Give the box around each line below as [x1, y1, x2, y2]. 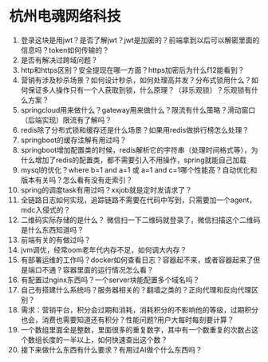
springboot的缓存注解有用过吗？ [20, 135, 127, 145]
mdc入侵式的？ [20, 205, 71, 214]
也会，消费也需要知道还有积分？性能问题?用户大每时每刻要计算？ [20, 315, 235, 324]
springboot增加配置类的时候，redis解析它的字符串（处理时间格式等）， [20, 145, 251, 154]
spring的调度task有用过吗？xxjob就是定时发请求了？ [20, 185, 192, 194]
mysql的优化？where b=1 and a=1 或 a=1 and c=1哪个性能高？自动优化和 [20, 165, 258, 174]
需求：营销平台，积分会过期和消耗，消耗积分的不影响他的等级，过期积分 [20, 304, 258, 314]
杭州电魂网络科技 [9, 7, 122, 26]
